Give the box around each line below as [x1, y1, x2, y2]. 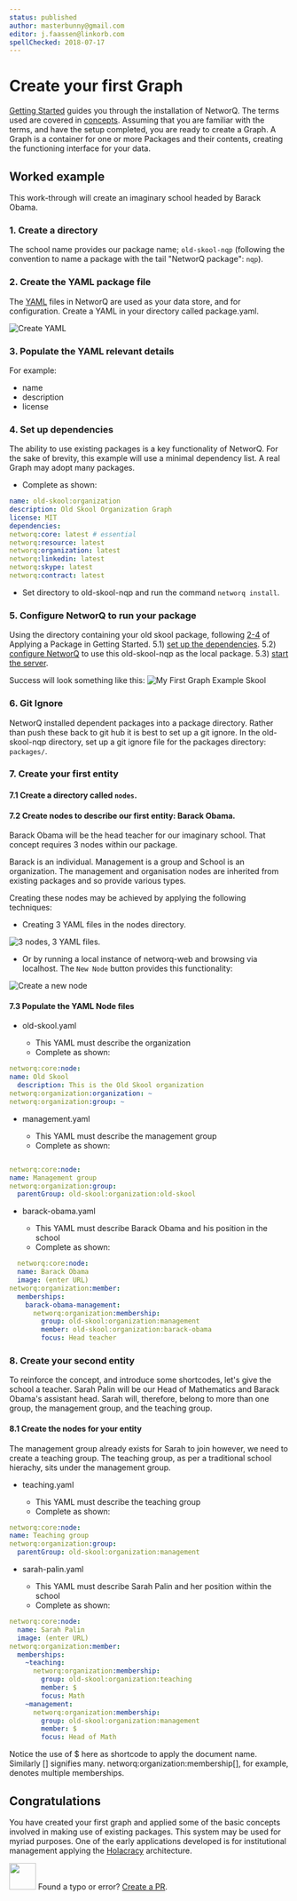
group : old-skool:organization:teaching [41, 1675, 192, 1684]
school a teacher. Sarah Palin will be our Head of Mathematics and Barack [9, 1384, 280, 1395]
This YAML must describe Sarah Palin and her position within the [35, 1581, 272, 1592]
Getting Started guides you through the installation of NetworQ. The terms [9, 106, 279, 116]
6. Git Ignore [9, 697, 64, 710]
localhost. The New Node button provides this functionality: [21, 963, 233, 974]
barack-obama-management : [25, 1300, 121, 1309]
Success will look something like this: [9, 675, 145, 686]
